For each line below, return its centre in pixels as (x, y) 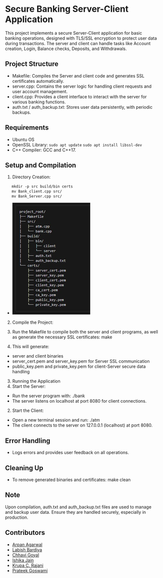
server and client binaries (38, 356)
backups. (21, 112)
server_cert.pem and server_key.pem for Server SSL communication (81, 361)
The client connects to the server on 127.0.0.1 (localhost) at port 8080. (82, 425)
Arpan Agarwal (27, 544)
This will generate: (31, 347)
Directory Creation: (31, 177)
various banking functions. (39, 102)
